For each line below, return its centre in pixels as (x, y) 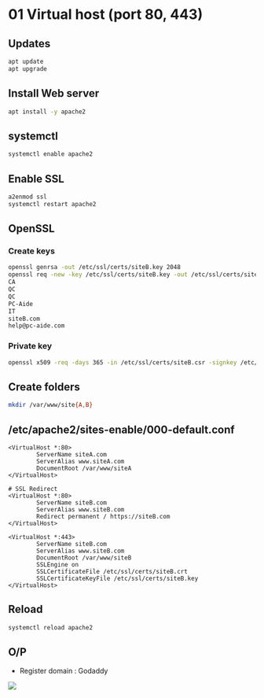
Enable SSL (36, 179)
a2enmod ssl (27, 197)
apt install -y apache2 (47, 112)
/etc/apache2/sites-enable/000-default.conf (121, 429)
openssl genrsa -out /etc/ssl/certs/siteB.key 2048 (94, 268)
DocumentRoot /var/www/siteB (84, 558)
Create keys (31, 251)
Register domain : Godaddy (64, 671)
